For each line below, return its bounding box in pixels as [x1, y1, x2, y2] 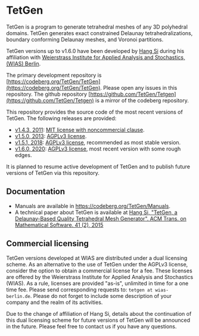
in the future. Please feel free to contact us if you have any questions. [6, 322, 177, 330]
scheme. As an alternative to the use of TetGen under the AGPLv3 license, [6, 260, 188, 268]
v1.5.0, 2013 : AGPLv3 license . [14, 132, 87, 140]
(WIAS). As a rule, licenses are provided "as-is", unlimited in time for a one [6, 280, 189, 287]
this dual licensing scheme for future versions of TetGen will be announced [6, 316, 191, 324]
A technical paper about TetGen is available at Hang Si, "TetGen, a [14, 209, 178, 216]
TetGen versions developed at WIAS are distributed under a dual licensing [6, 254, 188, 262]
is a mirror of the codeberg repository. [95, 96, 189, 104]
